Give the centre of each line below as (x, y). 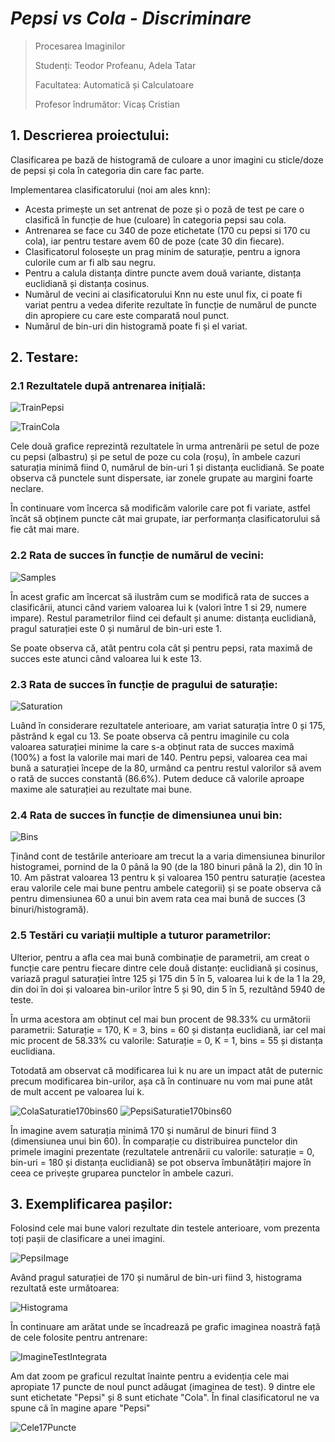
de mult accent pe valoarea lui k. (77, 1091)
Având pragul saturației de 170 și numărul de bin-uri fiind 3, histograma (156, 1278)
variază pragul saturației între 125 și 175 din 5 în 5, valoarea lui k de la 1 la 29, (168, 978)
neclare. (27, 489)
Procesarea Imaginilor (80, 46)
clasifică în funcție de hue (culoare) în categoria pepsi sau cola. (155, 219)
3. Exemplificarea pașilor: (91, 1204)
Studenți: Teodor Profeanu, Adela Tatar (115, 65)
